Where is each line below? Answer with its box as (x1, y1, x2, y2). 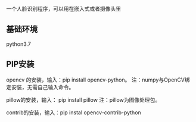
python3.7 (6, 40, 31, 48)
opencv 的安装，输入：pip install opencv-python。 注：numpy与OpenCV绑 (6, 76, 190, 83)
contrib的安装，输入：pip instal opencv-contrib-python (6, 109, 141, 116)
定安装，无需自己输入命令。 (6, 83, 74, 90)
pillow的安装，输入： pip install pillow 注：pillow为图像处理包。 (6, 96, 161, 103)
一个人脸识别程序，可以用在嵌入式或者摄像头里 (6, 5, 121, 12)
